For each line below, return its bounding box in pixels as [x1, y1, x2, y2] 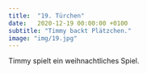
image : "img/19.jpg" [8, 34, 78, 43]
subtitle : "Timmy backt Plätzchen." [8, 26, 132, 34]
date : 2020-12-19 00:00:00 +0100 [8, 19, 128, 27]
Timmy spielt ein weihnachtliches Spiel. [8, 56, 140, 66]
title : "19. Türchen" [8, 11, 85, 20]
